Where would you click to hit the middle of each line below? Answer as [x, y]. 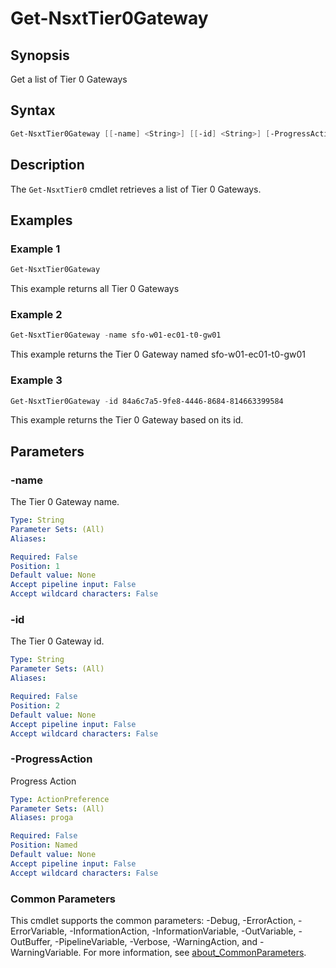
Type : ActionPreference [60, 799]
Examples [41, 220]
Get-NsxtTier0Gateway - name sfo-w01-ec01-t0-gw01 [116, 335]
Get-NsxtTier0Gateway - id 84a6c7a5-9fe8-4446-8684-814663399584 [147, 401]
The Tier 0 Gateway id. [57, 641]
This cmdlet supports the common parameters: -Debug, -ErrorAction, [153, 920]
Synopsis [40, 55]
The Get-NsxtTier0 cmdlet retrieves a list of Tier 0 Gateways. [136, 189]
